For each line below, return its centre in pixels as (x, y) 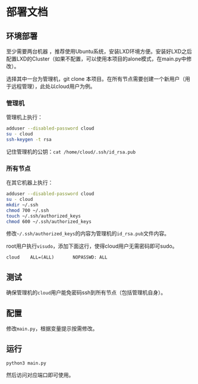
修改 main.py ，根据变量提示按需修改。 (52, 329)
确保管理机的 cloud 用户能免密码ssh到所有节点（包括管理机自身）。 (86, 292)
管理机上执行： (24, 117)
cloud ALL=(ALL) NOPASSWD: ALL (57, 257)
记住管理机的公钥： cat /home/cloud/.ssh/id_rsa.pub (71, 152)
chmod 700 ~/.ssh (28, 210)
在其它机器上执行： (30, 182)
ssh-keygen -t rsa (29, 140)
